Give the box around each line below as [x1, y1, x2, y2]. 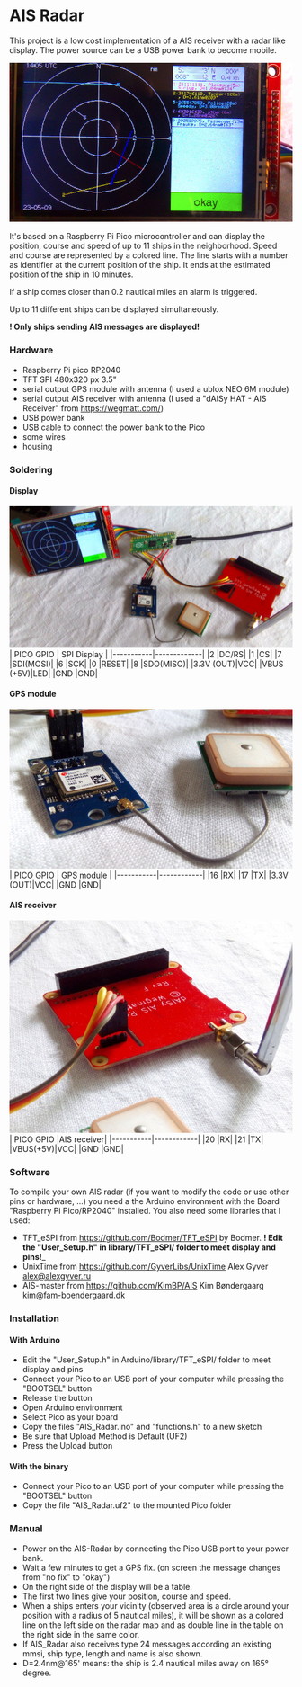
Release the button [22, 1393, 93, 1404]
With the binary [9, 1460, 69, 1471]
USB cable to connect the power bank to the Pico [22, 422, 205, 433]
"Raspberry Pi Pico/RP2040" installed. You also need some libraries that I [9, 1206, 281, 1217]
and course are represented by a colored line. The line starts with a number [9, 250, 289, 261]
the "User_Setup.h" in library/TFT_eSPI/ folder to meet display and [22, 1242, 277, 1253]
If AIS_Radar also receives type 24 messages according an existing [22, 1638, 272, 1649]
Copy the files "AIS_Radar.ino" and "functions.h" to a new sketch [22, 1422, 262, 1433]
